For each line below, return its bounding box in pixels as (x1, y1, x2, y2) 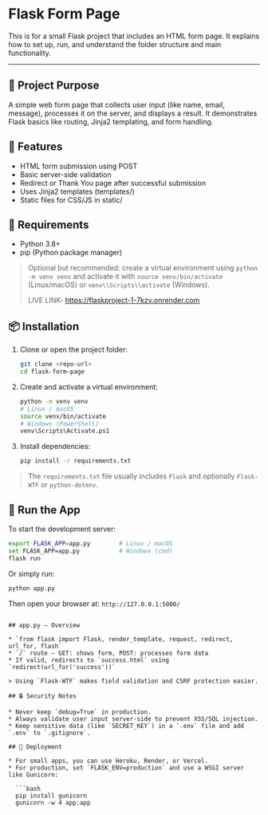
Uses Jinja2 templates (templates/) (19, 187, 136, 196)
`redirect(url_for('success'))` (8, 663, 116, 671)
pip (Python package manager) (19, 248, 123, 258)
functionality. (8, 48, 52, 57)
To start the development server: (8, 524, 116, 533)
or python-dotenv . (41, 480, 98, 490)
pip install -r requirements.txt (19, 457, 132, 465)
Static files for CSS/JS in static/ (19, 195, 123, 204)
